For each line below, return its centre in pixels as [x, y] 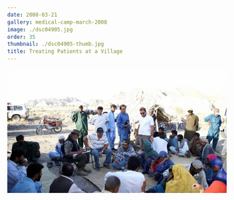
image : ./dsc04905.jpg [40, 29]
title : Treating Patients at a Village [65, 52]
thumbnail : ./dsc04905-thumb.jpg [56, 44]
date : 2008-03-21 [32, 15]
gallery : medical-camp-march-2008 [57, 22]
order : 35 [22, 37]
